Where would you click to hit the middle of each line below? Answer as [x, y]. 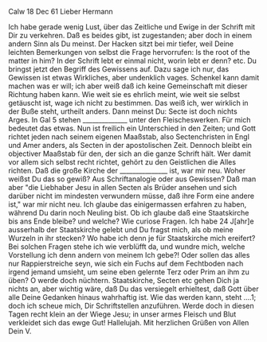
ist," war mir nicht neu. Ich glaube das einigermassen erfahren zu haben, [128, 204]
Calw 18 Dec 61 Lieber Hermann [61, 12]
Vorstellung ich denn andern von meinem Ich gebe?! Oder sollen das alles [129, 255]
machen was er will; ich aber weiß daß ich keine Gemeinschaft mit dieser [128, 86]
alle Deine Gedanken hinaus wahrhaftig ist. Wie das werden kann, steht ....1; [132, 297]
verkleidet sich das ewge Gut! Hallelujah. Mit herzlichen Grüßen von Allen [129, 323]
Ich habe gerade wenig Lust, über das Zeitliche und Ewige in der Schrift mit [132, 27]
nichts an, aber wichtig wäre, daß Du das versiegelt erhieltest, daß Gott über [133, 289]
